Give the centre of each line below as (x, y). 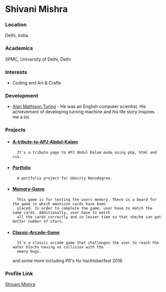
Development (22, 96)
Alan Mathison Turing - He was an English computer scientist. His (79, 107)
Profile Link (19, 274)
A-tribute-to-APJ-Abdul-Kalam (45, 142)
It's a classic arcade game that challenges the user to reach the (88, 243)
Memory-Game (28, 189)
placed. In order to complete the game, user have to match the (85, 208)
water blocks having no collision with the (58, 247)
